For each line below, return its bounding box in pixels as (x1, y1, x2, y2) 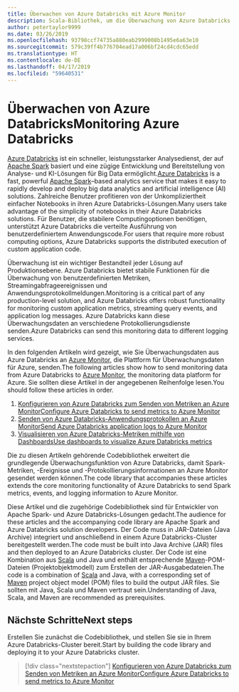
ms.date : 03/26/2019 (7, 30, 69, 38)
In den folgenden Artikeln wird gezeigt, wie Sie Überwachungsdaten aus (7, 348, 219, 356)
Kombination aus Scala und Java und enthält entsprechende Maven (7, 555, 206, 564)
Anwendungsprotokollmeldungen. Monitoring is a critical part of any (7, 289, 205, 297)
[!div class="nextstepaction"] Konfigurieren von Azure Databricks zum (24, 662, 232, 671)
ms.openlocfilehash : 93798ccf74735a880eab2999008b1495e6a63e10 (7, 37, 199, 44)
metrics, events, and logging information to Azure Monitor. (7, 489, 179, 498)
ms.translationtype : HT (7, 50, 78, 58)
